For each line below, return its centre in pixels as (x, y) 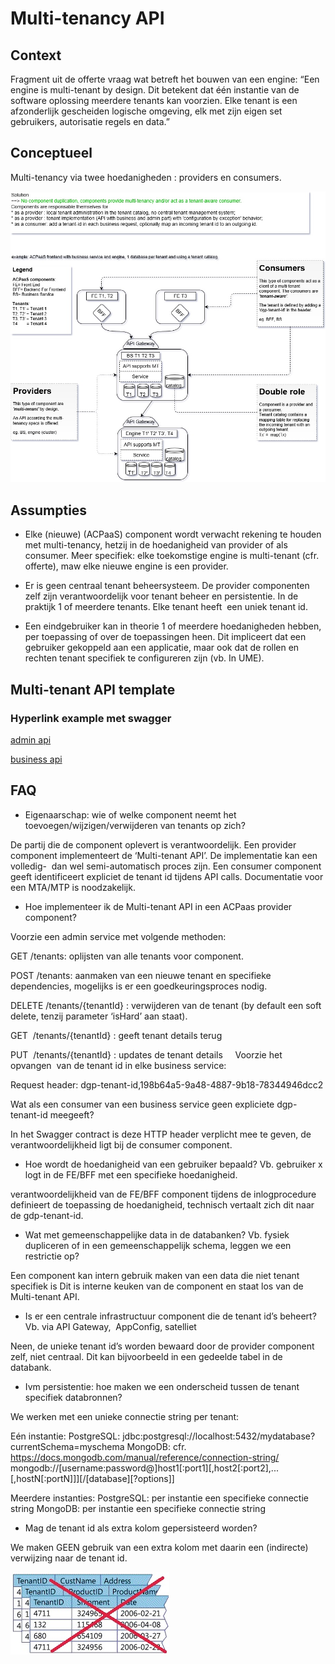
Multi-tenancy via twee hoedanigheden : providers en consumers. (146, 177)
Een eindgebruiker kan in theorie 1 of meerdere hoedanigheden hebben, (173, 626)
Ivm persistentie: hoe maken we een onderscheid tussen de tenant (162, 1386)
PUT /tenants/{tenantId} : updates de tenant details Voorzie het (146, 1054)
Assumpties (49, 510)
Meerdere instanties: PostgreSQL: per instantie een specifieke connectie (159, 1498)
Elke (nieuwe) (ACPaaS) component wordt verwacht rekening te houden (173, 534)
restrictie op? (52, 1256)
